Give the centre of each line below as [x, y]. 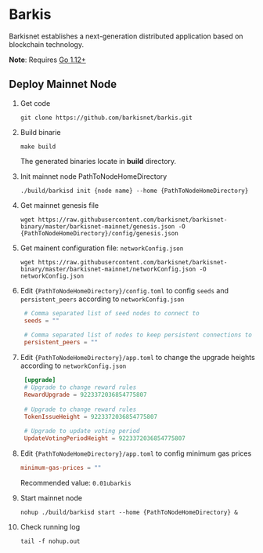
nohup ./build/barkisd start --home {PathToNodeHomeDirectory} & [129, 512]
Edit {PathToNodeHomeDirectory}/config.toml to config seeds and [124, 290]
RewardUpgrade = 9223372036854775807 [85, 395]
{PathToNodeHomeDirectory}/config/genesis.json [99, 233]
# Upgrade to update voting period [82, 431]
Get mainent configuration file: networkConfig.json [102, 248]
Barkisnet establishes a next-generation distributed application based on [126, 36]
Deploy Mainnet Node [63, 84]
